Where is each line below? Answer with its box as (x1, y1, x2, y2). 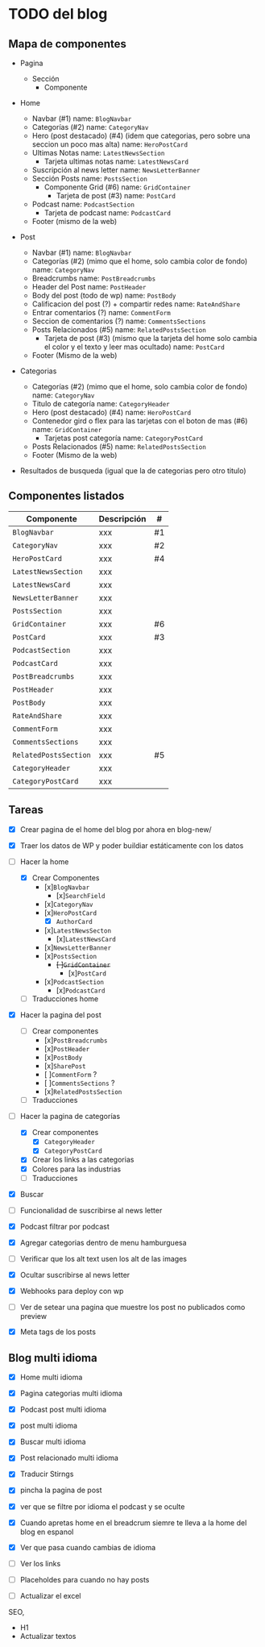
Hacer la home (19, 856, 69, 867)
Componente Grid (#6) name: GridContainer (43, 182, 191, 192)
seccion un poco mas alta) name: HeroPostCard (31, 139, 188, 149)
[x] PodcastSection (43, 976, 105, 986)
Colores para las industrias (31, 1164, 122, 1174)
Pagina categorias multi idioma (19, 1388, 123, 1399)
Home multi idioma (19, 1372, 83, 1382)
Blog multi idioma (8, 1351, 98, 1365)
